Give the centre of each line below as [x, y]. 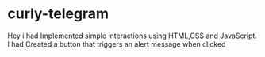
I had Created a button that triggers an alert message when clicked [117, 44]
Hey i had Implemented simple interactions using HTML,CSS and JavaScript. [132, 36]
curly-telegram [58, 14]
